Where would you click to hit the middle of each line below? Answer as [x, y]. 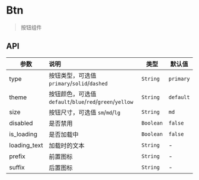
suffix [17, 167]
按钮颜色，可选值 [73, 94]
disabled [21, 123]
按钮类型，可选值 [73, 76]
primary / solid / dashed [78, 83]
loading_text [26, 145]
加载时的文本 [67, 145]
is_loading [23, 134]
